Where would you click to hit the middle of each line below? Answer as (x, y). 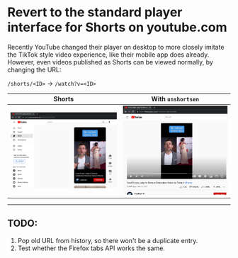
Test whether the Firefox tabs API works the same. (91, 248)
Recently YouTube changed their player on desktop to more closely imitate (116, 47)
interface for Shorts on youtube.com (118, 27)
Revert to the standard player (95, 12)
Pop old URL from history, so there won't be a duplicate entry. (108, 240)
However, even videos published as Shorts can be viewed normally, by (110, 62)
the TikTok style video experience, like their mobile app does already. (108, 55)
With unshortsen (175, 99)
